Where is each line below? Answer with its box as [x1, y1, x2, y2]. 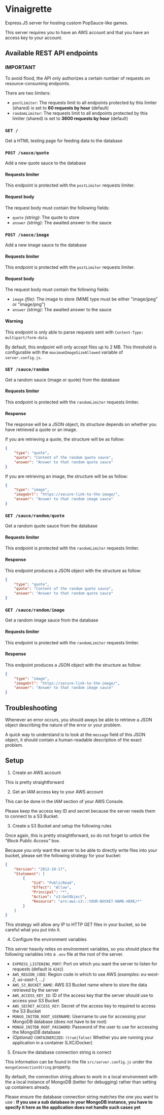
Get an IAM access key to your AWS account [12, 788, 103, 795]
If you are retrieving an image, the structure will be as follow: [5, 473, 128, 479]
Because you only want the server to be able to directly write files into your [5, 847, 158, 853]
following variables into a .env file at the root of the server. [5, 951, 124, 957]
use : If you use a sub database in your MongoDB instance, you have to [5, 1099, 153, 1105]
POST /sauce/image [5, 232, 49, 238]
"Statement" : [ [14, 871, 45, 876]
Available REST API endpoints [5, 49, 98, 57]
